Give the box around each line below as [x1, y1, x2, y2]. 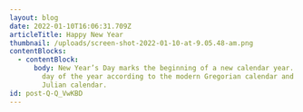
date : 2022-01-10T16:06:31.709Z [9, 22, 132, 31]
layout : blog [9, 13, 59, 23]
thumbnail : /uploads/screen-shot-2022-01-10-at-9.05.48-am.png [9, 38, 254, 48]
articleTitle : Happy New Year [9, 30, 124, 39]
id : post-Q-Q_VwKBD [9, 89, 83, 98]
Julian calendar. [42, 80, 107, 89]
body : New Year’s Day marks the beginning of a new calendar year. [33, 64, 295, 73]
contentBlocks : [9, 47, 67, 56]
